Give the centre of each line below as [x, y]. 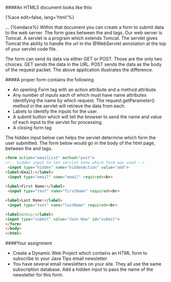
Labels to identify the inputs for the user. [55, 111]
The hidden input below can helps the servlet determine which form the [81, 137]
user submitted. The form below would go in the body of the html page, [80, 143]
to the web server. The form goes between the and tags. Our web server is [84, 32]
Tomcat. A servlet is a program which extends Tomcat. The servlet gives [81, 38]
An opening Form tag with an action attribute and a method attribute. [85, 90]
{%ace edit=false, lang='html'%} [40, 17]
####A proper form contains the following [50, 80]
